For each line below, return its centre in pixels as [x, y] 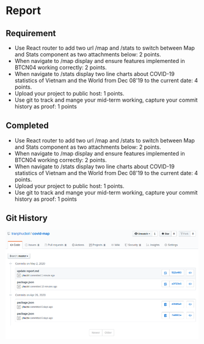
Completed [27, 126]
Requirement [31, 33]
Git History [27, 218]
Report [23, 11]
